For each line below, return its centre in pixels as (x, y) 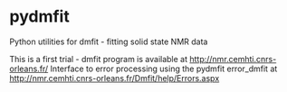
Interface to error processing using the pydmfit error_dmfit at (164, 69)
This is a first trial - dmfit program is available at (99, 59)
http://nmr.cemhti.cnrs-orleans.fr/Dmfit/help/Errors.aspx (115, 78)
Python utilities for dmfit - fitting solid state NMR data (109, 41)
